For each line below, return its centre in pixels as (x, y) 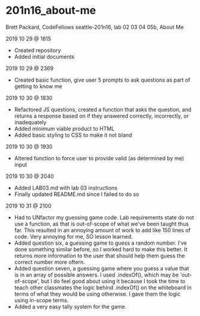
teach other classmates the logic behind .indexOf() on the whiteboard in (103, 287)
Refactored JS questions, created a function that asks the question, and (103, 109)
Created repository (37, 50)
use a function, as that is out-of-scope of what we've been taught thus (101, 224)
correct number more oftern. (49, 262)
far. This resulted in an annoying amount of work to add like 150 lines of (102, 230)
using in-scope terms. (41, 300)
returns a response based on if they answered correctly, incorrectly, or (101, 116)
